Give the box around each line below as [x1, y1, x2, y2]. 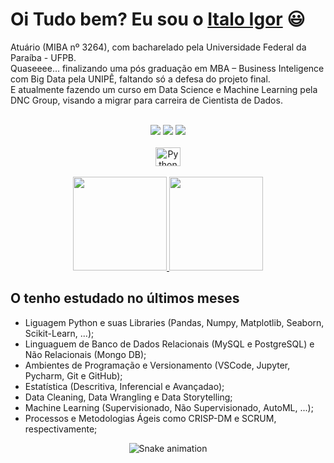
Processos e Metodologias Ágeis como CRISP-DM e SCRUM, [24, 412, 277, 424]
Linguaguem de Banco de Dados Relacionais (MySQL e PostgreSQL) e [24, 338, 315, 350]
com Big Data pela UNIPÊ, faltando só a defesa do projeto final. [10, 73, 271, 85]
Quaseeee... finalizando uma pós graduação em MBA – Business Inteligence [10, 62, 325, 74]
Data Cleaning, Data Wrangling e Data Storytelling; [24, 391, 233, 403]
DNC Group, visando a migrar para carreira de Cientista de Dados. [10, 94, 283, 106]
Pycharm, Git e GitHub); [24, 369, 123, 382]
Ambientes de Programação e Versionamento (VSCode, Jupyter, [24, 359, 291, 371]
